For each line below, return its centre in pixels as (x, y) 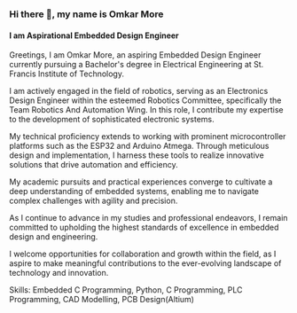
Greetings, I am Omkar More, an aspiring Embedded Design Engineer (135, 55)
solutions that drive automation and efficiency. (94, 165)
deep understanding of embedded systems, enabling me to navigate (134, 192)
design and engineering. (54, 237)
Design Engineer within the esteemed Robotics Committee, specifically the (145, 100)
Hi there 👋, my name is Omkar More (86, 14)
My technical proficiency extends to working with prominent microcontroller (148, 137)
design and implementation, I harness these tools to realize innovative (137, 155)
